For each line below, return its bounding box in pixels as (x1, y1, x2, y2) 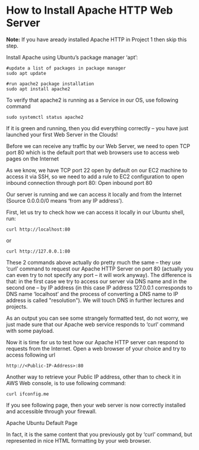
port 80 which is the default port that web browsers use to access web (6, 149, 180, 156)
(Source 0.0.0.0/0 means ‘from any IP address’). (6, 197, 124, 204)
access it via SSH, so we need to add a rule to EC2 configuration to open (6, 173, 184, 180)
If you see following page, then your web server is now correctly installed (6, 401, 186, 408)
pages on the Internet (6, 155, 59, 162)
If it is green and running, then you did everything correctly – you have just (6, 124, 189, 131)
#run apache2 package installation (6, 81, 94, 87)
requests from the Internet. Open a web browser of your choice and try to (6, 345, 187, 352)
